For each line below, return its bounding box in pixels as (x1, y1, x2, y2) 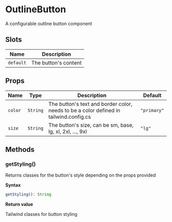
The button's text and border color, (48, 100, 133, 107)
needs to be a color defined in (48, 106, 120, 114)
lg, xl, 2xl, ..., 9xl (48, 128, 87, 135)
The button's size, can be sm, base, (48, 121, 134, 128)
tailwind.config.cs (48, 113, 91, 120)
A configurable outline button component (5, 20, 92, 27)
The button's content (31, 59, 82, 66)
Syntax (5, 182, 21, 188)
